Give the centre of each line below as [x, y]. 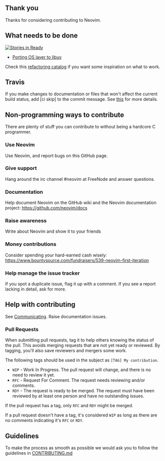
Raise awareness [26, 221]
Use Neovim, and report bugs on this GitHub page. [56, 156]
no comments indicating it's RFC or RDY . [44, 420]
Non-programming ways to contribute [65, 115]
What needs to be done [41, 36]
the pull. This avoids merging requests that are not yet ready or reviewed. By [83, 345]
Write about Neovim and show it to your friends [53, 231]
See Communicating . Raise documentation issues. [56, 316]
